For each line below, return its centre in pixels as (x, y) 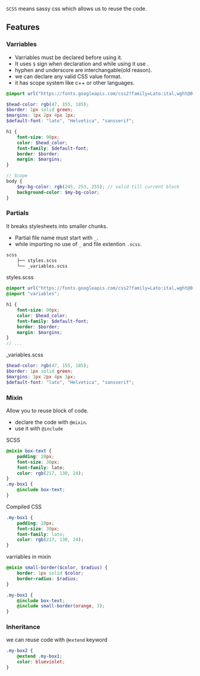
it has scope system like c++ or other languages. (75, 82)
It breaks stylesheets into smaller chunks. (57, 226)
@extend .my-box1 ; (40, 656)
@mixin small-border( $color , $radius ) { (57, 568)
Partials (18, 213)
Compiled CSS (24, 507)
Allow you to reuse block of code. (47, 411)
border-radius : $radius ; (48, 579)
